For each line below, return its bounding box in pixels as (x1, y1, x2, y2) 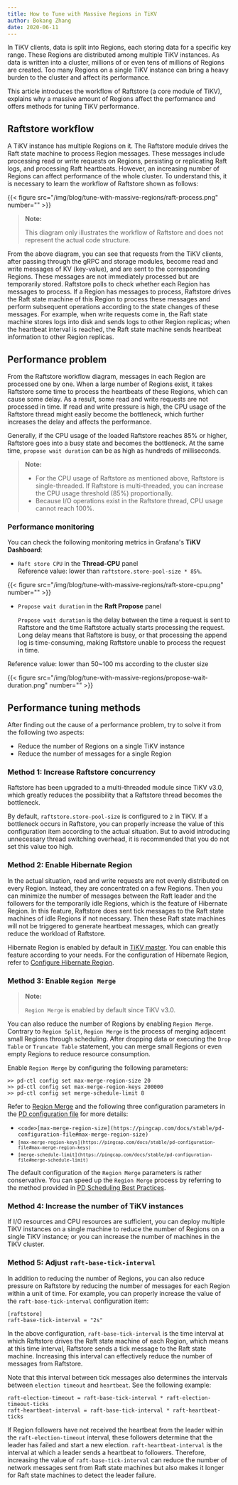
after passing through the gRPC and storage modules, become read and (7, 257, 218, 266)
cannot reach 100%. (35, 504, 94, 513)
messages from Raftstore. (7, 1359, 83, 1368)
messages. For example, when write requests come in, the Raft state (7, 310, 208, 318)
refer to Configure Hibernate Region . (7, 958, 114, 967)
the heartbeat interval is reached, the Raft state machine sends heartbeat (7, 325, 222, 334)
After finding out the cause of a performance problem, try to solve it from (7, 721, 222, 729)
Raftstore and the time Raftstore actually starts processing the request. (17, 623, 225, 632)
